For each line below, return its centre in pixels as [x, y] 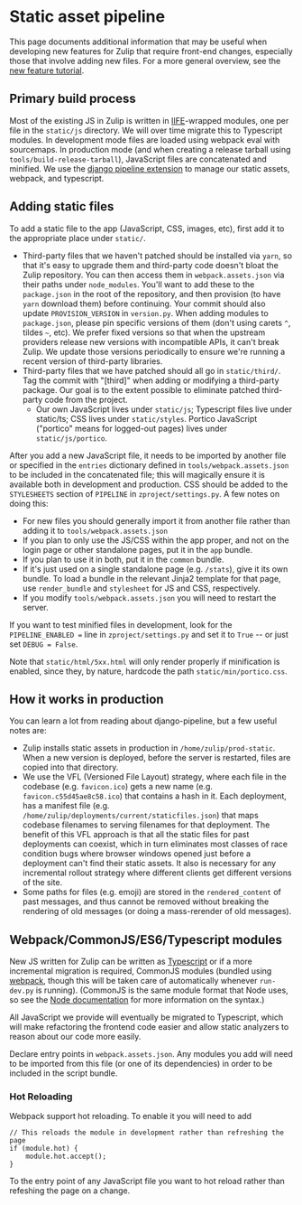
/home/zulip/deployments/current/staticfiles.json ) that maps [140, 816]
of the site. [42, 883]
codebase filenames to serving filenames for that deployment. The [146, 825]
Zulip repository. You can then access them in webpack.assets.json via [153, 275]
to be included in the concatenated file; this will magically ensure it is [137, 474]
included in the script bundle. [64, 1073]
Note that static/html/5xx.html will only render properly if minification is [145, 661]
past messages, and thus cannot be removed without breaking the [146, 901]
